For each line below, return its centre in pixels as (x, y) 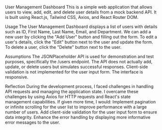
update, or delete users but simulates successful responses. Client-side (77, 67)
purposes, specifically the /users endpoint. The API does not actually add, (79, 62)
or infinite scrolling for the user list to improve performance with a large (76, 107)
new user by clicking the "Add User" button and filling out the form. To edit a (81, 37)
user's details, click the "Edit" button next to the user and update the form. (79, 42)
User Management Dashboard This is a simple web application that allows (79, 7)
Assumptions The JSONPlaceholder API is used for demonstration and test (79, 57)
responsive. (17, 77)
